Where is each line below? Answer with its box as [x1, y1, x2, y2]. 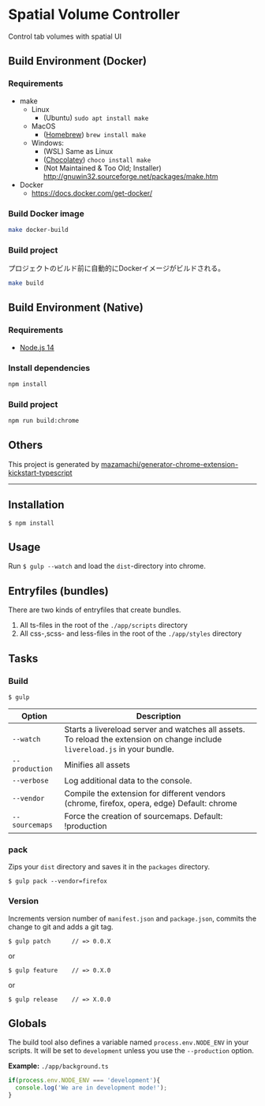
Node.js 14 [19, 342, 54, 352]
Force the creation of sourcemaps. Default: [64, 810, 223, 821]
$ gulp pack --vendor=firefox [8, 877, 108, 885]
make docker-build [8, 226, 69, 234]
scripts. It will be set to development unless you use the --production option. [8, 1046, 255, 1056]
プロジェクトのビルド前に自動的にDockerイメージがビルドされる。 [8, 263, 226, 273]
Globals [8, 1016, 47, 1030]
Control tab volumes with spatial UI [8, 32, 122, 41]
